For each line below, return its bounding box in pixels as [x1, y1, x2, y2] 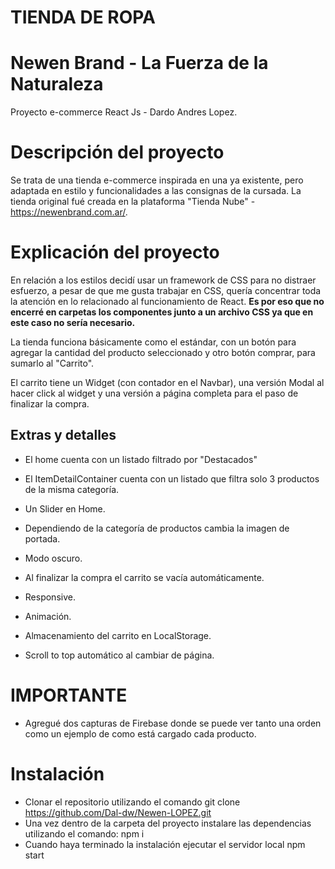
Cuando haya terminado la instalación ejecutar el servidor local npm [24, 838, 306, 850]
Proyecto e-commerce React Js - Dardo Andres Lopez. [10, 106, 238, 118]
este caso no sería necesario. [10, 317, 136, 328]
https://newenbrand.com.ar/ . [10, 206, 128, 218]
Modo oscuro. [24, 552, 83, 564]
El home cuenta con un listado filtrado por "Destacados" [24, 453, 258, 465]
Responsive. [24, 591, 76, 603]
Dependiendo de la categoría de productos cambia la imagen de [24, 522, 290, 534]
